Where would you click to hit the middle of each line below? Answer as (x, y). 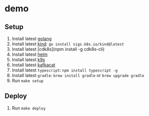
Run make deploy (29, 108)
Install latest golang (32, 39)
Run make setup (27, 80)
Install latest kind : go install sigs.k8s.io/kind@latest (68, 44)
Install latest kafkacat (33, 65)
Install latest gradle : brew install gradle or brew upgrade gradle (78, 75)
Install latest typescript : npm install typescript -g (65, 70)
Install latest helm (30, 54)
